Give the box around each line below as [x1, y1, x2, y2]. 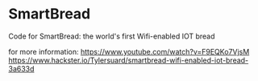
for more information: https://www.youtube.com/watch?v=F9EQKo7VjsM [8, 47, 250, 56]
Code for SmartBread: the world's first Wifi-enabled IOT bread [8, 31, 215, 41]
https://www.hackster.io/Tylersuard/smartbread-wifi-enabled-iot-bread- [8, 55, 249, 65]
